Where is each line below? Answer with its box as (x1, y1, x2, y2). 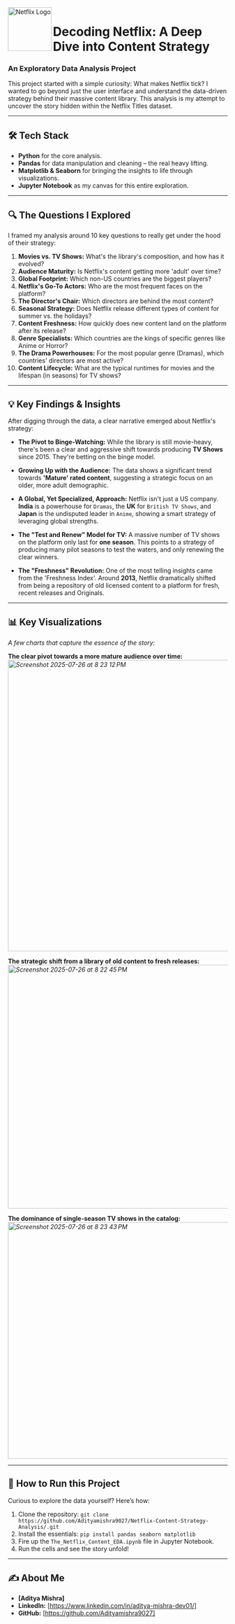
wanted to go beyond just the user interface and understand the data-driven (8, 87, 227, 95)
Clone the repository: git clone (17, 1510, 109, 1518)
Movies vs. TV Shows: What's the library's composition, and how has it (17, 252, 225, 261)
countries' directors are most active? (17, 356, 124, 365)
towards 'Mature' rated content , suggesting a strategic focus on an (17, 473, 213, 482)
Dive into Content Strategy (52, 38, 210, 55)
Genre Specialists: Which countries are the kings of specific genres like (17, 334, 225, 342)
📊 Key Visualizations (8, 616, 103, 629)
